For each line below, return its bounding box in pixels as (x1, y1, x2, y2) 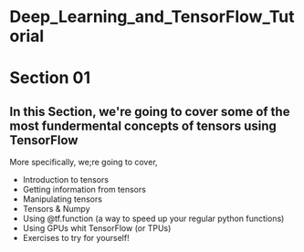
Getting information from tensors (22, 184, 146, 195)
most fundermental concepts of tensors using (9, 118, 277, 133)
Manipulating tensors (22, 194, 103, 205)
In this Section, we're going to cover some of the (9, 103, 290, 120)
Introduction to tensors (22, 174, 110, 185)
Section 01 (9, 68, 91, 89)
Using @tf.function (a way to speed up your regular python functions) (22, 213, 285, 225)
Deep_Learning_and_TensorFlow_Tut (9, 6, 295, 27)
